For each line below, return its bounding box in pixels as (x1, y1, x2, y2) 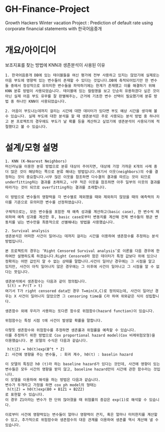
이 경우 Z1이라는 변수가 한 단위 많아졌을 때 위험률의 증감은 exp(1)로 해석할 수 (5, 397, 147, 402)
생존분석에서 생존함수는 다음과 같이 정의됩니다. (5, 279, 87, 284)
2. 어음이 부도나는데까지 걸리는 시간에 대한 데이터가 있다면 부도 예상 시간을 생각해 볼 (5, 108, 158, 113)
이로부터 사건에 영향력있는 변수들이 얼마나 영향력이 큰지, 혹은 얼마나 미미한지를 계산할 (5, 412, 158, 417)
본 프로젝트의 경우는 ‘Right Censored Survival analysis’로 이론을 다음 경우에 (5, 248, 154, 253)
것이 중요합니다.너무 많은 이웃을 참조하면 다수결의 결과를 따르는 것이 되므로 (17, 174, 151, 180)
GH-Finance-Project (5, 3, 90, 15)
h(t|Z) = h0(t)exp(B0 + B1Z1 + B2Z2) (7, 387, 85, 392)
